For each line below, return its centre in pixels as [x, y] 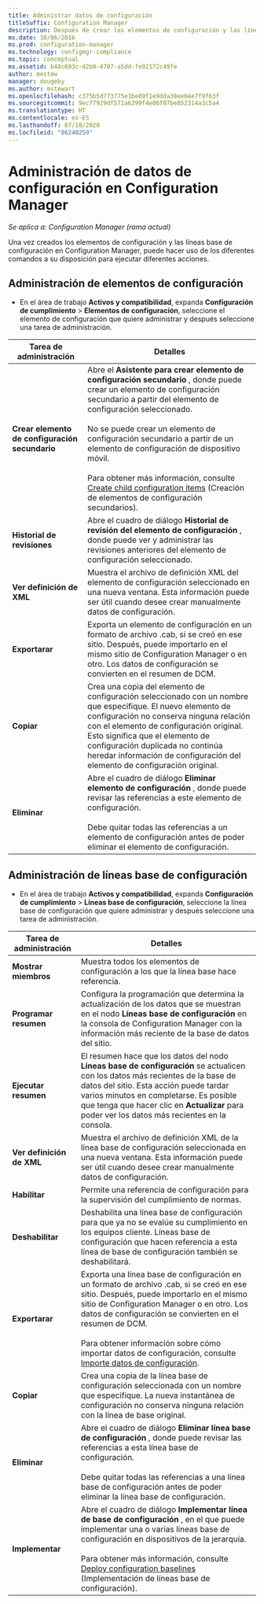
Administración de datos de [100, 171]
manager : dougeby [37, 81]
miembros [31, 977]
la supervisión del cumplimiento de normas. [161, 1199]
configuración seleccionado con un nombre [168, 697]
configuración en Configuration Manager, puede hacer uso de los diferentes [131, 250]
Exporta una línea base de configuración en [161, 1274]
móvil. [99, 459]
